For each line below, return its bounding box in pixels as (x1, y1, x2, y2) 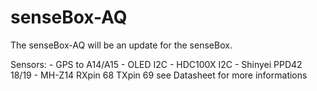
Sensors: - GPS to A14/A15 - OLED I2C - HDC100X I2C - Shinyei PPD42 (10, 58, 303, 70)
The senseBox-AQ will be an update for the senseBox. (10, 39, 233, 51)
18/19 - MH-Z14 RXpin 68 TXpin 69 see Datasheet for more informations (10, 69, 308, 81)
